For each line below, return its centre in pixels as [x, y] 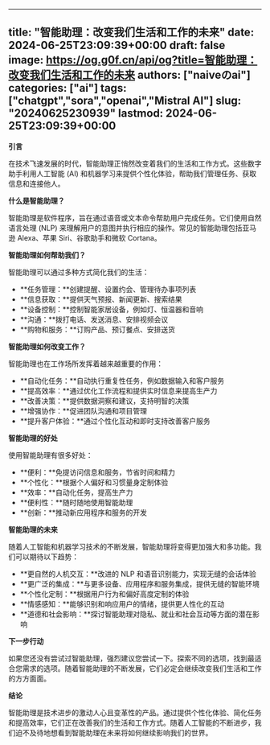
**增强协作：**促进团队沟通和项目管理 [83, 410]
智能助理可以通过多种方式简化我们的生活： [79, 272]
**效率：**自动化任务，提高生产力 [76, 492]
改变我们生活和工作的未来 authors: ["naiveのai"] [129, 75]
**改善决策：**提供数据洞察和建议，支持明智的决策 [104, 401]
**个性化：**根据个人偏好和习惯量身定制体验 [94, 482]
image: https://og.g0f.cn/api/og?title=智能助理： [133, 60]
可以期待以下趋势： [47, 557]
